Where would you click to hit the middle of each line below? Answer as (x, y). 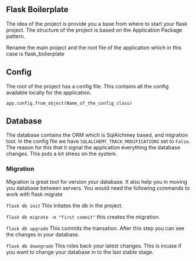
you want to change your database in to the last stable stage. (80, 252)
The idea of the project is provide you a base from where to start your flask (97, 23)
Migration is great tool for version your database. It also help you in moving (97, 181)
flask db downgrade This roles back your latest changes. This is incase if (94, 246)
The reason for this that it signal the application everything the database (93, 147)
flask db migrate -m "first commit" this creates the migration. (83, 217)
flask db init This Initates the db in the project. (65, 205)
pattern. (16, 36)
